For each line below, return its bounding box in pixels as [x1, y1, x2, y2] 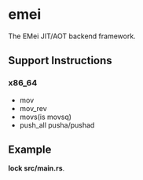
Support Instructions [8, 54, 112, 67]
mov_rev [19, 103, 47, 113]
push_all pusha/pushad [19, 120, 95, 130]
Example [8, 143, 52, 157]
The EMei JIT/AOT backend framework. [8, 31, 136, 41]
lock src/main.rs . [8, 164, 65, 173]
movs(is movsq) [19, 112, 72, 121]
